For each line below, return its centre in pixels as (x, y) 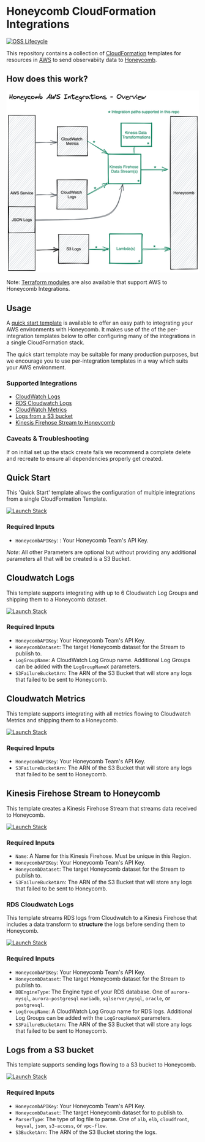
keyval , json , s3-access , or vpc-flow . (61, 1125)
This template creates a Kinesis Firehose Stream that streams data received (102, 808)
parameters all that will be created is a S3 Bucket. (69, 558)
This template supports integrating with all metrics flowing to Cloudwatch (99, 714)
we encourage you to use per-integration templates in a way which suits (97, 361)
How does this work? (47, 79)
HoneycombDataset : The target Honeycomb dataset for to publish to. (99, 1113)
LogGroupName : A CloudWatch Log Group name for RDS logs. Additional (104, 1011)
